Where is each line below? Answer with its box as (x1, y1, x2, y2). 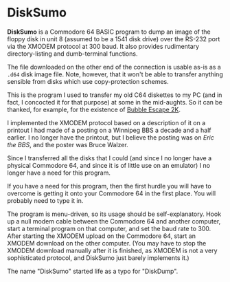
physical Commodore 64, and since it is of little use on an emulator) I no (7, 161, 211, 169)
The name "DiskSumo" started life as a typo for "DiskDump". (7, 267, 179, 275)
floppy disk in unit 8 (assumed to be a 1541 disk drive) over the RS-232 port (7, 34, 220, 43)
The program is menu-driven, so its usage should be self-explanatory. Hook (7, 210, 222, 218)
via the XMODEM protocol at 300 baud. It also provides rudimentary (7, 42, 200, 50)
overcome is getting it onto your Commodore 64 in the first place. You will (7, 189, 216, 197)
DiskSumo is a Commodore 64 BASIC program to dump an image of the (7, 28, 211, 36)
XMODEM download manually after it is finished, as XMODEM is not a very (7, 246, 218, 254)
